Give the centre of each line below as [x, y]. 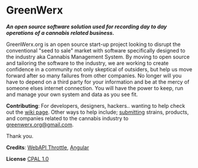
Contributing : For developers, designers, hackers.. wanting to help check [96, 106]
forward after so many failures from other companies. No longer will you [94, 75]
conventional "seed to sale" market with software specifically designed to [96, 50]
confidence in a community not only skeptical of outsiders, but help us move [99, 69]
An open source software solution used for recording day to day [87, 27]
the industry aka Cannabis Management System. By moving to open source [98, 57]
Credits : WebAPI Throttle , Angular [48, 147]
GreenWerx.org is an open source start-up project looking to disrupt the [93, 44]
